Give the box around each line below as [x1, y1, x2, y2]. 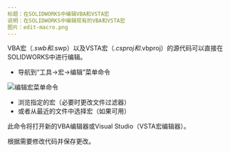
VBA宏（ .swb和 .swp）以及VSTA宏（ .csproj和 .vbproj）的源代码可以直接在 [7, 44, 224, 53]
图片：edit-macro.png [7, 23, 68, 31]
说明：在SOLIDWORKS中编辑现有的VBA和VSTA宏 [7, 17, 126, 24]
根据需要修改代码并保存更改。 [7, 137, 95, 146]
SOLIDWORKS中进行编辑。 [7, 53, 87, 61]
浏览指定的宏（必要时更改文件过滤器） [17, 98, 130, 107]
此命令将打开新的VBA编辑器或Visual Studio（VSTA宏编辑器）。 [7, 122, 190, 131]
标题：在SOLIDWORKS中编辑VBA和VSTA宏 [7, 10, 110, 18]
